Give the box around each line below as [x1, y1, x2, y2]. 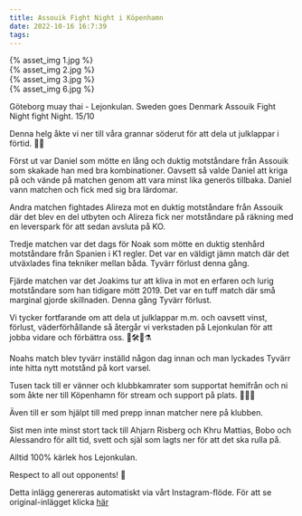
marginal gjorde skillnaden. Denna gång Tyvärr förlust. [9, 295, 212, 306]
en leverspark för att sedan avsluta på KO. [9, 221, 165, 232]
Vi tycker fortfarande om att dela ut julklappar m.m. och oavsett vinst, [9, 312, 268, 323]
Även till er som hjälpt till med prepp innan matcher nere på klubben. [9, 407, 264, 418]
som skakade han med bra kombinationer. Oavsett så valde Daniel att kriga [9, 165, 288, 177]
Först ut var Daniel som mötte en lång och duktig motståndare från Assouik [9, 156, 289, 167]
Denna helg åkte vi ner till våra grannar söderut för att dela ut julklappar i [9, 129, 280, 139]
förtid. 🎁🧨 [9, 138, 45, 149]
